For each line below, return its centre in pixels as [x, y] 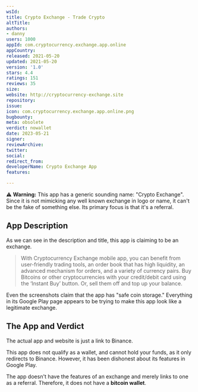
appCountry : [21, 51]
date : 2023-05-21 [28, 134]
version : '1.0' [25, 67]
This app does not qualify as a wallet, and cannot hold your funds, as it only [99, 352]
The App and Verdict [45, 326]
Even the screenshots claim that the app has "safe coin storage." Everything [99, 295]
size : [13, 89]
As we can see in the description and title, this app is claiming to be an [92, 240]
